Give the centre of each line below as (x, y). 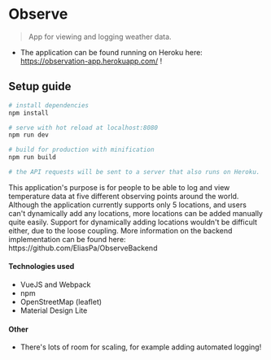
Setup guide (40, 87)
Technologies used (42, 267)
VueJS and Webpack (55, 284)
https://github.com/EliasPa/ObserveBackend (83, 248)
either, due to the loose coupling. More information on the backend (120, 230)
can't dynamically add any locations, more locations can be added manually (135, 213)
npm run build (33, 158)
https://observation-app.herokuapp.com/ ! (91, 61)
